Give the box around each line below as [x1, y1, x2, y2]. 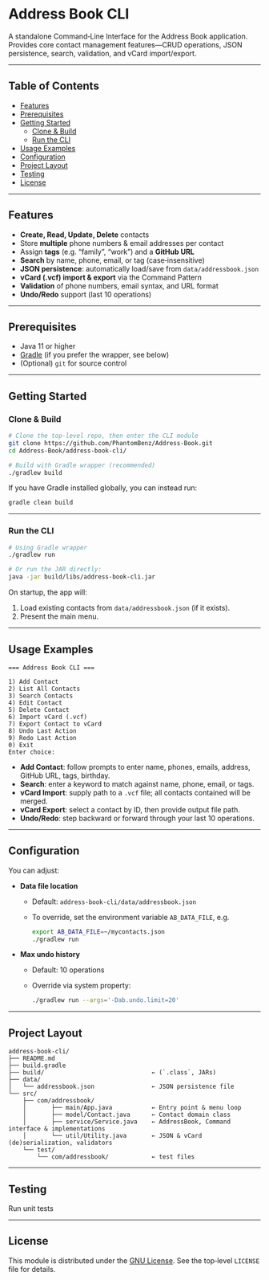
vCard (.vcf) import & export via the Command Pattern [19, 272, 202, 282]
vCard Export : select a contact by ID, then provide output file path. [19, 804, 240, 814]
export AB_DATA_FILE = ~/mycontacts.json [31, 927, 166, 936]
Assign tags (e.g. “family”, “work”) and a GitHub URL [19, 247, 195, 256]
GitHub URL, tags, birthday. [19, 771, 110, 780]
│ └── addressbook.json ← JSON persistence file [8, 1082, 235, 1091]
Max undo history [19, 950, 80, 959]
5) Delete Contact [8, 705, 70, 714]
